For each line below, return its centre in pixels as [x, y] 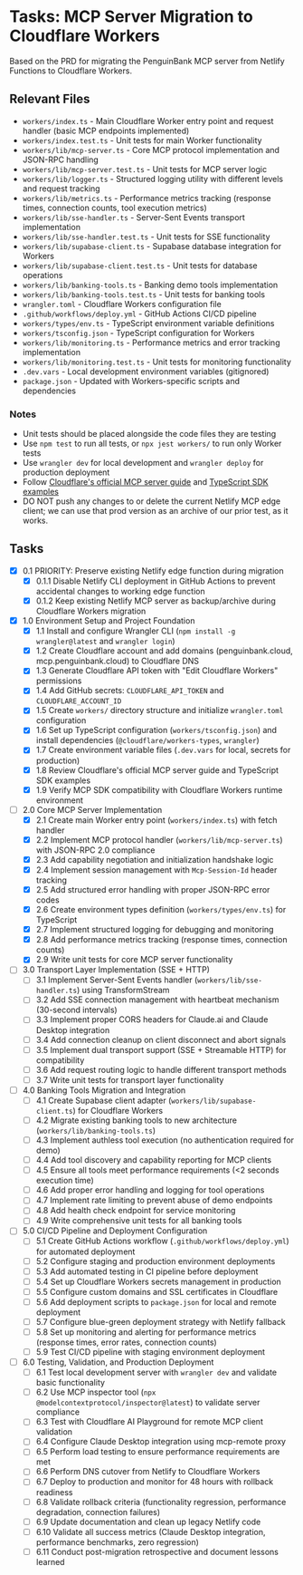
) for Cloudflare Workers [118, 1110]
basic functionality [71, 1383]
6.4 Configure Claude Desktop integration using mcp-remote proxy [161, 1442]
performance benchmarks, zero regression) [117, 1541]
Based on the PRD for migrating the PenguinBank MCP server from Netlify [147, 61]
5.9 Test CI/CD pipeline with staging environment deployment [150, 1351]
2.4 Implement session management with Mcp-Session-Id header [156, 870]
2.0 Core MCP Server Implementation [92, 809]
